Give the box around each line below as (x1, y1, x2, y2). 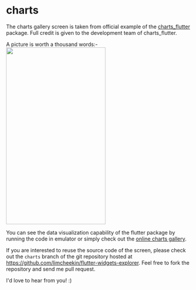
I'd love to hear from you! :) (6, 276, 72, 284)
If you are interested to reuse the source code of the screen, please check (6, 246, 187, 253)
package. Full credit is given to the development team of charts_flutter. (6, 29, 178, 36)
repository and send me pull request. (6, 265, 96, 272)
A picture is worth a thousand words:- (6, 41, 98, 48)
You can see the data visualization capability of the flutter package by (6, 229, 175, 236)
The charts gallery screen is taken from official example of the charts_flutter (6, 23, 190, 30)
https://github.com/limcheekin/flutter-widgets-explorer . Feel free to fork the (6, 259, 190, 266)
